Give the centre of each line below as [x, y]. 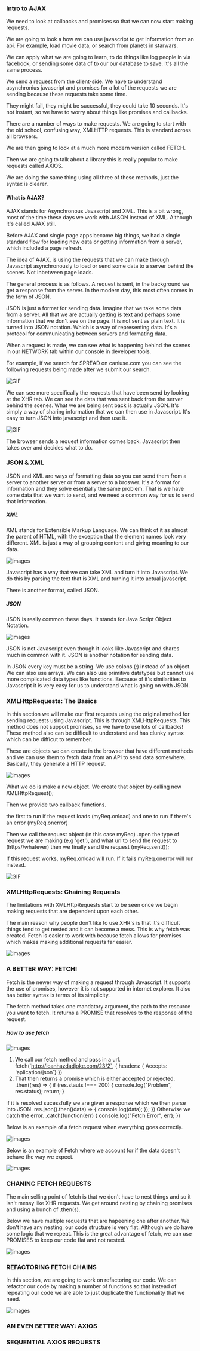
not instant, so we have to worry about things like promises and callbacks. [97, 112]
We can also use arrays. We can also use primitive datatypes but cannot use [100, 673]
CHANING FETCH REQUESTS [49, 1184]
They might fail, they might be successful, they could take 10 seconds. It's [97, 106]
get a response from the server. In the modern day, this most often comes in [100, 290]
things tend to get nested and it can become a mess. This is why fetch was [98, 929]
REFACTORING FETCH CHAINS [51, 1267]
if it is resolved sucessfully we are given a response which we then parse [96, 1103]
